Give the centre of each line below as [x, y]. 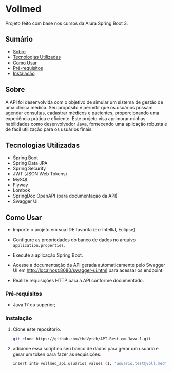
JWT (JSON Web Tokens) [40, 174]
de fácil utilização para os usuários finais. [49, 129]
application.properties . [39, 245]
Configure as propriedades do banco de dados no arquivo [74, 240]
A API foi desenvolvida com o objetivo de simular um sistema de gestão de [84, 102]
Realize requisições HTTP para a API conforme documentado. [78, 281]
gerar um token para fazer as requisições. [57, 354]
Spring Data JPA [30, 163]
